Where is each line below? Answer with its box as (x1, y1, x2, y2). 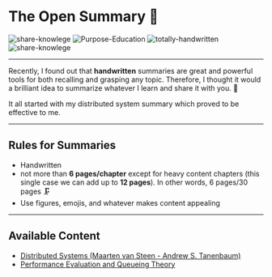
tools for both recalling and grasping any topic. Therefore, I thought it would (8, 75, 261, 84)
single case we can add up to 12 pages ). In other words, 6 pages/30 (19, 177, 249, 187)
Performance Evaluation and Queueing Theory (19, 259, 176, 269)
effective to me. (8, 107, 61, 117)
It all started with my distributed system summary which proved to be (8, 99, 240, 109)
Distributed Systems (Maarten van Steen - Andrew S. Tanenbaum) (19, 250, 241, 260)
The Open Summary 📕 (8, 7, 159, 26)
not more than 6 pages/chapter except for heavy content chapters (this (19, 168, 260, 178)
